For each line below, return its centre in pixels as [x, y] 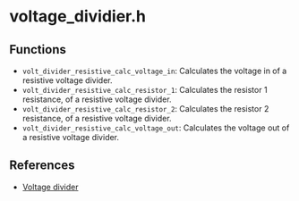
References [42, 166]
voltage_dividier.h [77, 17]
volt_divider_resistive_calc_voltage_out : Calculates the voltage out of [156, 128]
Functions [38, 50]
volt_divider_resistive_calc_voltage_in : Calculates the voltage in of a [154, 71]
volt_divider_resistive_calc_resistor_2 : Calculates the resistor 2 [145, 109]
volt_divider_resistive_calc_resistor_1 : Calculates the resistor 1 [145, 90]
